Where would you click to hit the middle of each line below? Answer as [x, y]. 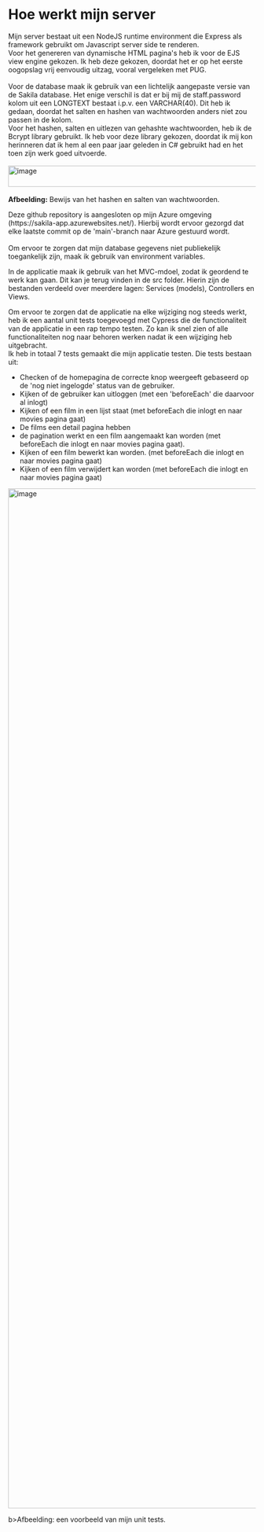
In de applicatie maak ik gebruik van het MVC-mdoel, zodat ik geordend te [128, 271]
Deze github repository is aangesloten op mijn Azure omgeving [110, 215]
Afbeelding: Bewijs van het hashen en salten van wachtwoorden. [114, 199]
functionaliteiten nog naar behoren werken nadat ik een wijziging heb [120, 336]
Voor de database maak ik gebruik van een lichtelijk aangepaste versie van [129, 86]
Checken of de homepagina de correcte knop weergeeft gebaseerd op [134, 377]
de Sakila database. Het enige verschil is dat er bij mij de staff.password [125, 94]
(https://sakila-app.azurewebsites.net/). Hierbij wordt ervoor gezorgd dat [126, 222]
